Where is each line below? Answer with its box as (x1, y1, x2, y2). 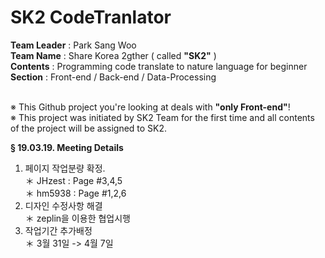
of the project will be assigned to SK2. (10, 122, 168, 134)
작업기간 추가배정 (24, 224, 93, 236)
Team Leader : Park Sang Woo (10, 39, 137, 51)
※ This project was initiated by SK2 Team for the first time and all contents (10, 111, 315, 123)
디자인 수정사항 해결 (24, 199, 103, 211)
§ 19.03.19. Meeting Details (10, 141, 124, 153)
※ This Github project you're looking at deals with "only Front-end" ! (10, 101, 291, 113)
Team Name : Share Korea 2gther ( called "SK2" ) (10, 49, 217, 61)
